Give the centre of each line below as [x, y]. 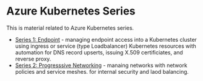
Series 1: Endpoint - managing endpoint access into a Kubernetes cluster [106, 39]
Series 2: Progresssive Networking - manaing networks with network [101, 65]
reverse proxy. [33, 59]
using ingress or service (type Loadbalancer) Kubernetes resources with [106, 46]
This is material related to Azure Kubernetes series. [70, 28]
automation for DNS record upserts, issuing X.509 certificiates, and [99, 52]
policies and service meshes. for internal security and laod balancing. [102, 71]
